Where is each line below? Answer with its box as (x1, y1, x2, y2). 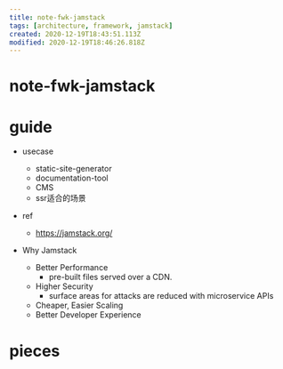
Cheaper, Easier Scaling (35, 300, 124, 311)
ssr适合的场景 (35, 193, 86, 204)
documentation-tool (35, 172, 109, 183)
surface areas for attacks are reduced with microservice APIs (48, 291, 274, 301)
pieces (9, 341, 61, 361)
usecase (21, 146, 54, 156)
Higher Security (35, 281, 93, 292)
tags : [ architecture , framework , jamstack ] (9, 21, 174, 30)
